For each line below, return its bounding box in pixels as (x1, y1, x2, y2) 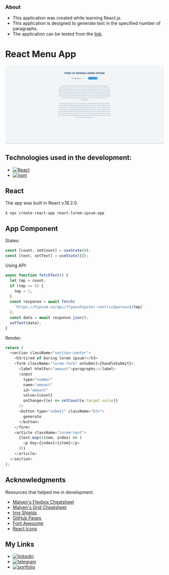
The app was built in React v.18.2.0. (5, 200, 78, 206)
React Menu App (5, 49, 76, 60)
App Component (5, 224, 58, 233)
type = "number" (23, 377, 53, 382)
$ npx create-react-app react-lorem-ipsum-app (5, 211, 105, 216)
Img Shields (12, 509, 37, 516)
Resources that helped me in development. (5, 489, 94, 495)
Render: (5, 335, 22, 341)
